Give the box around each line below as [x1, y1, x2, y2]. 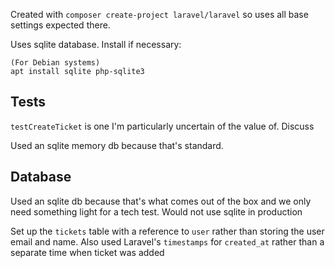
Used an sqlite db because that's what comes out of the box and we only [10, 195, 312, 207]
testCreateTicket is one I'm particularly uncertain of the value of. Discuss [10, 120, 315, 132]
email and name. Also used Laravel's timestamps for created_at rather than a [10, 235, 325, 248]
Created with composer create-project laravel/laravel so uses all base [10, 9, 309, 20]
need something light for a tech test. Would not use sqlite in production [10, 205, 303, 218]
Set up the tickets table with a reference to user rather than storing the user [10, 225, 325, 237]
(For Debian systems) [10, 58, 101, 68]
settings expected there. [10, 19, 111, 31]
